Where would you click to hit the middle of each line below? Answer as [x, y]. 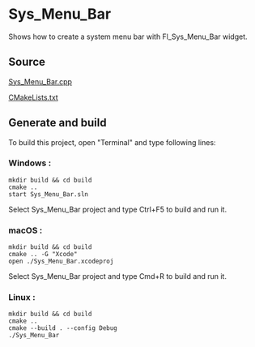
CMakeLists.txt [33, 97]
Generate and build [57, 123]
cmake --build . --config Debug [63, 328]
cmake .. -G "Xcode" [43, 255]
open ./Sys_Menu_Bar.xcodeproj [61, 261]
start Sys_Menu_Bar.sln [49, 194]
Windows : [30, 163]
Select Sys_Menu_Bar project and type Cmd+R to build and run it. [117, 276]
